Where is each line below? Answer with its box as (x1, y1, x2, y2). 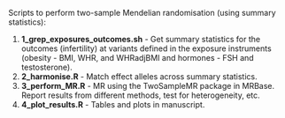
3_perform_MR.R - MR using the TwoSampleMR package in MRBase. (20, 81, 275, 91)
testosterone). (20, 62, 73, 72)
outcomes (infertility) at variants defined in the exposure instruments (20, 43, 272, 54)
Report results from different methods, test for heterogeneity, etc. (20, 90, 260, 100)
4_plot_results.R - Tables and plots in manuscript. (20, 100, 205, 109)
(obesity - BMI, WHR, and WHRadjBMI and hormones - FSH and (20, 53, 254, 63)
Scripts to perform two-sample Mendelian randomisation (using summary (8, 8, 276, 18)
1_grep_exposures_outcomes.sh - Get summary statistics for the (20, 34, 261, 44)
